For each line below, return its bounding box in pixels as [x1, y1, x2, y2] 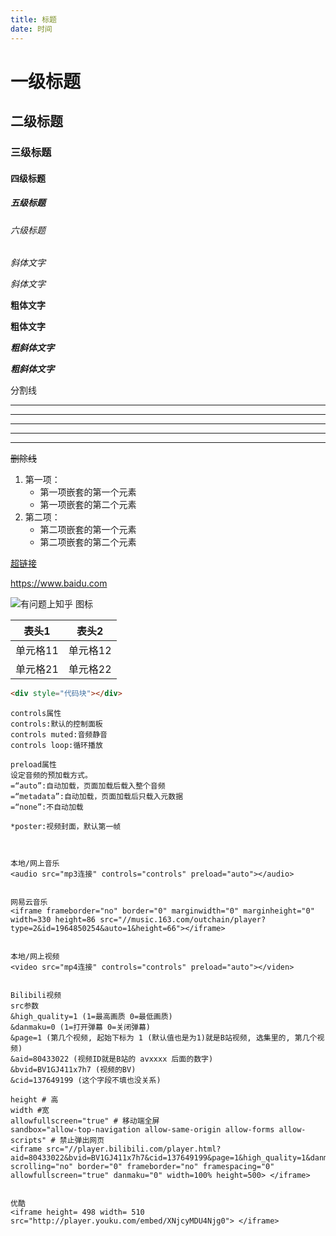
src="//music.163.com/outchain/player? [99, 915, 267, 925]
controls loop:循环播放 [10, 741, 103, 751]
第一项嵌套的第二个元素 [39, 499, 137, 511]
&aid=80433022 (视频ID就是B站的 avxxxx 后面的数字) [10, 1054, 214, 1065]
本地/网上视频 [10, 952, 60, 962]
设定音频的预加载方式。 [10, 771, 93, 781]
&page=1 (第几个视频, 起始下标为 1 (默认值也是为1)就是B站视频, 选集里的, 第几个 [10, 1033, 318, 1043]
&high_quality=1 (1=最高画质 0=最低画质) [10, 1012, 173, 1022]
